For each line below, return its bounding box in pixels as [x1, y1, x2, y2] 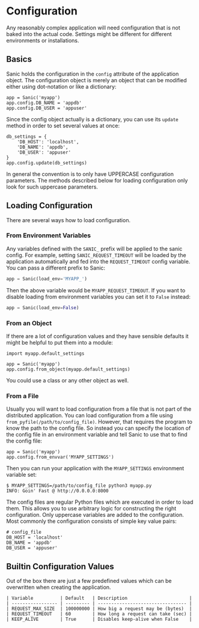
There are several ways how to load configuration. [6, 216, 131, 223]
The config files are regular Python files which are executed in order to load [6, 498, 194, 506]
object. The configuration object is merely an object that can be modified [6, 76, 188, 83]
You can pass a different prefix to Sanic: [6, 264, 106, 271]
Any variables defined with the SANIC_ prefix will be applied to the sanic [6, 245, 183, 252]
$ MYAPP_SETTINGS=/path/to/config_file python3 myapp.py [6, 483, 152, 489]
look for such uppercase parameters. [6, 183, 98, 190]
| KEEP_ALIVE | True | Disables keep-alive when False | [6, 617, 192, 623]
